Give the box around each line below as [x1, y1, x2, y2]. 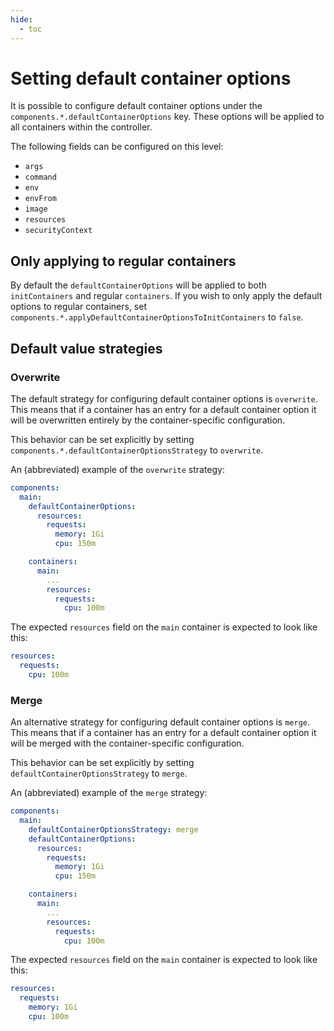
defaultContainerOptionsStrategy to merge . [10, 767, 188, 780]
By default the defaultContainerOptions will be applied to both [10, 279, 267, 291]
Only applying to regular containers [10, 252, 237, 270]
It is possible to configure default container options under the [10, 100, 263, 112]
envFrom [24, 194, 57, 204]
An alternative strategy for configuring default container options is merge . [10, 716, 311, 728]
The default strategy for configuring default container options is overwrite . [10, 392, 318, 405]
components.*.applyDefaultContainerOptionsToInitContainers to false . [10, 311, 304, 323]
